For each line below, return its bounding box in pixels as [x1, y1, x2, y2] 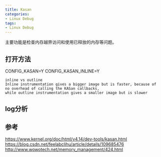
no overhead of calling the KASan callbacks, [5, 86, 99, 91]
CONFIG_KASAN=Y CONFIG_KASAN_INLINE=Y [5, 68, 100, 74]
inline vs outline [5, 78, 43, 82]
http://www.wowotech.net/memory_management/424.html [5, 147, 123, 153]
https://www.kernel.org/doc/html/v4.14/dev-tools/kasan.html [5, 136, 127, 142]
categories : [5, 12, 29, 17]
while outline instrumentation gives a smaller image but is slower [5, 90, 148, 95]
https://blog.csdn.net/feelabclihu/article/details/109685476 [5, 141, 124, 147]
